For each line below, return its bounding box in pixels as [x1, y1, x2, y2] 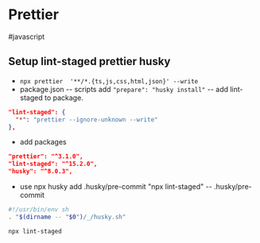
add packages [19, 137, 67, 147]
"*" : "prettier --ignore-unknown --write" [15, 115, 158, 124]
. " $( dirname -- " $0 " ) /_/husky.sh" [8, 213, 126, 221]
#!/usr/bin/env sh [8, 206, 69, 214]
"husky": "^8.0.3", [8, 168, 73, 175]
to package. [44, 93, 83, 102]
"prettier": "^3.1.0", [8, 152, 83, 160]
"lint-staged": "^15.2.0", [8, 160, 98, 168]
